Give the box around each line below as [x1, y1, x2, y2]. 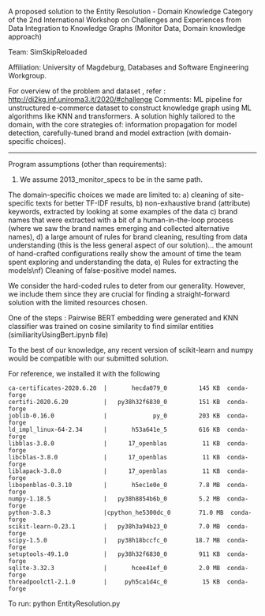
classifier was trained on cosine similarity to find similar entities [8, 322, 215, 331]
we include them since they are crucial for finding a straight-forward [8, 289, 230, 299]
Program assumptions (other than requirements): [8, 160, 167, 168]
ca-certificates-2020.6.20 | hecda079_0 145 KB [8, 384, 221, 392]
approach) [8, 32, 42, 41]
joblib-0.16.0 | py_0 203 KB [8, 412, 221, 420]
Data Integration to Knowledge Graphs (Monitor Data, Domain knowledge [8, 24, 246, 32]
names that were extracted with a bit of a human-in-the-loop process [8, 215, 234, 225]
